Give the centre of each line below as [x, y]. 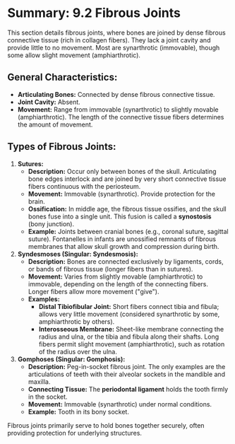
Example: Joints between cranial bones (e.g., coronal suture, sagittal [128, 231]
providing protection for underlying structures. [75, 433]
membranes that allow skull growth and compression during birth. [123, 246]
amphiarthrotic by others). [77, 321]
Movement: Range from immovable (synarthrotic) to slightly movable [118, 109]
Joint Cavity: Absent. [49, 102]
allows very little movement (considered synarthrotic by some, [129, 314]
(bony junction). [51, 223]
